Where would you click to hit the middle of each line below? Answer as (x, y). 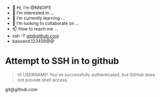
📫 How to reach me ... (35, 29)
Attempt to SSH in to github (62, 61)
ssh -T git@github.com (36, 36)
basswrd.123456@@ (33, 41)
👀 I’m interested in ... (33, 13)
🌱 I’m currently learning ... (39, 18)
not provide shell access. (43, 80)
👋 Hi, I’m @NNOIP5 (32, 8)
